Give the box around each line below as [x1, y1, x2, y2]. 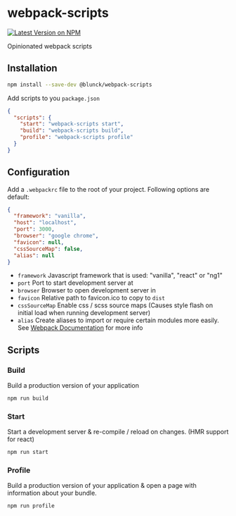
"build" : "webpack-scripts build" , [20, 127, 124, 135]
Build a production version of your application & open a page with [7, 481, 197, 490]
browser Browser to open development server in [17, 286, 156, 295]
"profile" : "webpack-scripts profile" [20, 134, 133, 141]
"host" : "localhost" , [13, 219, 77, 226]
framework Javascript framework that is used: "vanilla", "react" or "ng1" [17, 271, 223, 280]
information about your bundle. [7, 489, 97, 498]
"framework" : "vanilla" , [13, 213, 86, 220]
